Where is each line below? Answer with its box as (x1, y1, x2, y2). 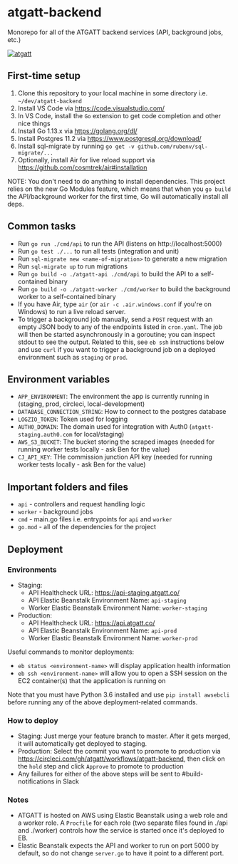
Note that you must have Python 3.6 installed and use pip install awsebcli (7, 690, 230, 699)
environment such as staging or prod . (17, 353, 128, 361)
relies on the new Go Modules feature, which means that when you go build (7, 184, 232, 193)
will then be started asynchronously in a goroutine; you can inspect (17, 330, 215, 338)
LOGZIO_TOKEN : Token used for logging (17, 415, 128, 424)
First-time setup (7, 70, 81, 82)
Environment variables (7, 373, 110, 385)
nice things (17, 119, 51, 127)
